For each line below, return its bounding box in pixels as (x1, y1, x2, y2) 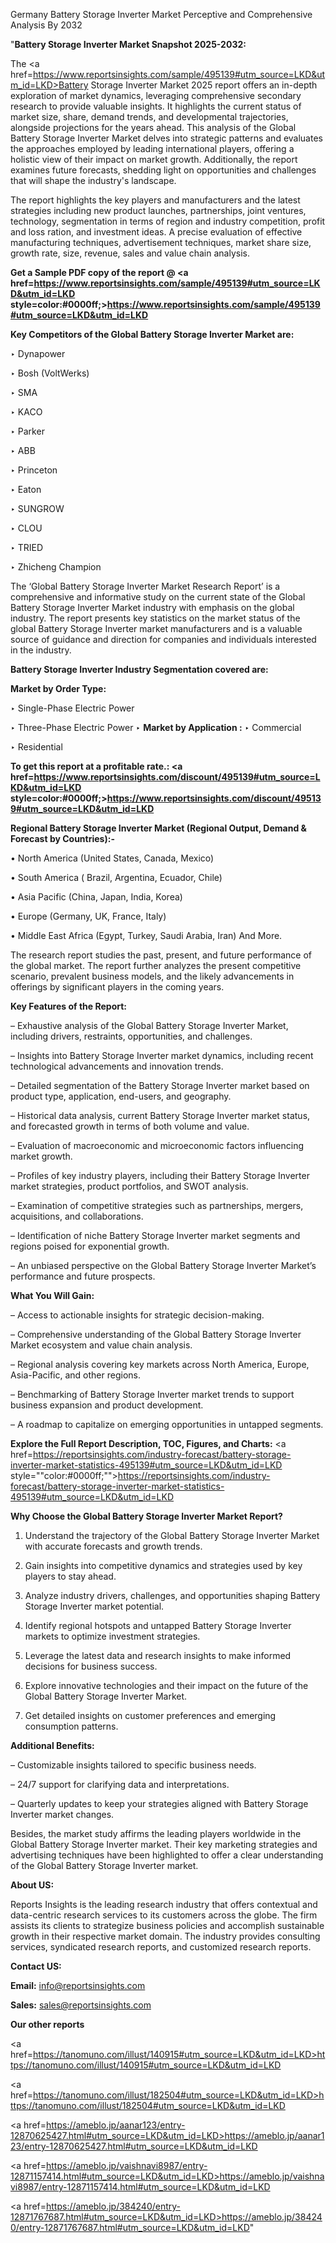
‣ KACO (10, 406, 43, 418)
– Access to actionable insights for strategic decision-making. (10, 1309, 265, 1321)
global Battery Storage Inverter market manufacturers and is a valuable (10, 623, 303, 634)
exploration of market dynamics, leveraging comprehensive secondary (10, 90, 302, 101)
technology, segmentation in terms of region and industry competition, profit (10, 215, 326, 227)
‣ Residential (10, 741, 63, 753)
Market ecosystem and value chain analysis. (10, 1339, 193, 1351)
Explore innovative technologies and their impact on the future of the (24, 1680, 309, 1691)
